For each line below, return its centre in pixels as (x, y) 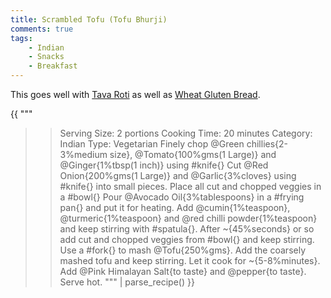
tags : (21, 38)
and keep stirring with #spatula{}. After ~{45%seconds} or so (187, 229)
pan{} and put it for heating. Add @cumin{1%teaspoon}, (175, 207)
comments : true (42, 29)
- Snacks (46, 57)
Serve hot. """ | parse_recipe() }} (127, 282)
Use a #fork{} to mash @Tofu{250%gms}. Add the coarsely (183, 250)
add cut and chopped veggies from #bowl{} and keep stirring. (187, 239)
